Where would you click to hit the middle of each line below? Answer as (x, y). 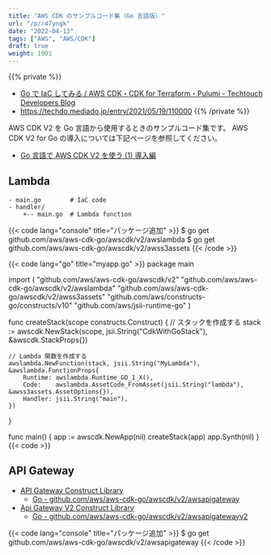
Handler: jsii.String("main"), (76, 398)
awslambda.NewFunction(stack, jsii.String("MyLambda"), (104, 363)
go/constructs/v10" (40, 305)
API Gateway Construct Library (72, 490)
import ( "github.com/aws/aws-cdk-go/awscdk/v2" (94, 279)
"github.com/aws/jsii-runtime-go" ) (133, 305)
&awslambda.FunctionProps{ (54, 370)
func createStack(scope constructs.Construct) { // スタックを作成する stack (135, 322)
